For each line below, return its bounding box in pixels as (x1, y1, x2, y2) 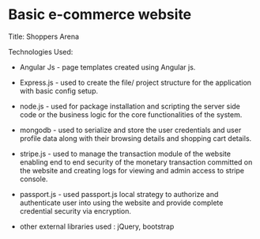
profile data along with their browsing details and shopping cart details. (19, 133, 252, 143)
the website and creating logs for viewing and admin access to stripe (19, 165, 245, 175)
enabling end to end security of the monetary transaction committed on (19, 157, 253, 167)
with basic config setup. (19, 85, 99, 96)
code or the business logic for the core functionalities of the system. (19, 109, 243, 119)
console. (19, 174, 48, 184)
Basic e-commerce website (8, 6, 192, 24)
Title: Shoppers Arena (8, 32, 80, 41)
